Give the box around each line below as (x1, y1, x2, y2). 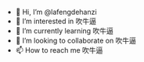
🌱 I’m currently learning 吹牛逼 (15, 26, 113, 35)
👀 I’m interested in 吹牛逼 (15, 16, 96, 26)
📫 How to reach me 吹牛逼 (15, 46, 103, 54)
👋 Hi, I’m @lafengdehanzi (15, 8, 97, 16)
